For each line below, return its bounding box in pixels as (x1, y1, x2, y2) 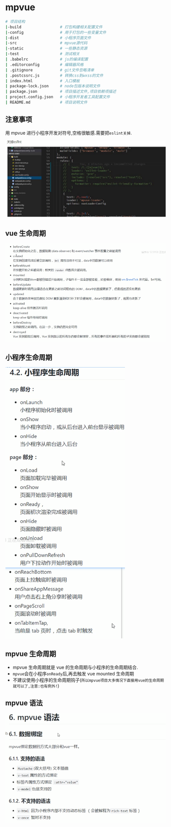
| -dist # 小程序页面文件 (5, 35, 92, 40)
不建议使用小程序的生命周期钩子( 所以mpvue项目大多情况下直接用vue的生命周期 (12, 677, 164, 683)
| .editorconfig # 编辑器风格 (5, 62, 84, 67)
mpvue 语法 (5, 699, 43, 708)
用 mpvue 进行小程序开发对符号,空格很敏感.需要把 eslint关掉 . (5, 130, 132, 136)
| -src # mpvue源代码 (5, 40, 88, 46)
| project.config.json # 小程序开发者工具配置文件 (5, 94, 110, 100)
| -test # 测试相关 (5, 52, 80, 57)
